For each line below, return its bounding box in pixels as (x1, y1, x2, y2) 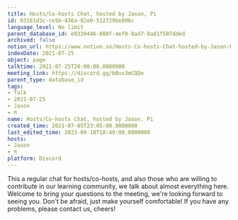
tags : (7, 83, 23, 90)
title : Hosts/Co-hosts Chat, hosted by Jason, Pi (7, 10, 157, 18)
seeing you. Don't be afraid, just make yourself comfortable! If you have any (7, 197, 229, 205)
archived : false (7, 37, 55, 44)
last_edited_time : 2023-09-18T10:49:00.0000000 (7, 129, 151, 136)
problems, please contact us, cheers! (7, 204, 115, 213)
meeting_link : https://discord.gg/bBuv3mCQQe (7, 69, 144, 76)
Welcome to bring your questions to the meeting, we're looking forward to (7, 189, 223, 198)
